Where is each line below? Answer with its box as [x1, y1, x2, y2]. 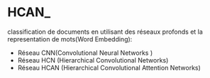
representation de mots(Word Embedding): [7, 34, 133, 43]
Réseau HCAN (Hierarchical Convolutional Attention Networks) [17, 63, 201, 72]
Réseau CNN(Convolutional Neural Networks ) [17, 48, 153, 57]
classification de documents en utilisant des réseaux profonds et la [7, 27, 204, 36]
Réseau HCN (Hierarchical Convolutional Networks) [17, 56, 169, 64]
